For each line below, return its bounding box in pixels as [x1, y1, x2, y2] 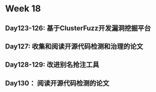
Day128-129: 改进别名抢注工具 [5, 60, 100, 69]
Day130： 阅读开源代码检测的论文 [5, 79, 110, 87]
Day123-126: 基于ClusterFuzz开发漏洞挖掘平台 [5, 24, 151, 32]
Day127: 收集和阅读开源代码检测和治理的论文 [5, 42, 144, 50]
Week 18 [5, 3, 41, 14]
